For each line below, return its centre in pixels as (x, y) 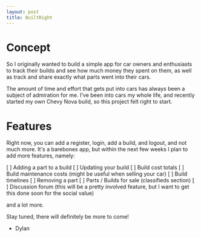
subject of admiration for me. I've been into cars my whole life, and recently (100, 95)
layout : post (23, 12)
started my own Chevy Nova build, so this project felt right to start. (89, 102)
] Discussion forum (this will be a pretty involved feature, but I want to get (98, 187)
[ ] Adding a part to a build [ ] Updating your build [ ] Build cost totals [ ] (95, 168)
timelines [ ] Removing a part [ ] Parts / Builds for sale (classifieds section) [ (100, 180)
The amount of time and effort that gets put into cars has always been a (96, 89)
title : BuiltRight (29, 18)
